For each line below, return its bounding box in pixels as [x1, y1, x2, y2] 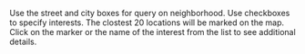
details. [9, 36, 37, 47]
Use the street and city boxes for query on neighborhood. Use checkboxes [9, 8, 290, 18]
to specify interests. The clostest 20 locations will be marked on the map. [9, 17, 285, 28]
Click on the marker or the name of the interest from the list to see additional [9, 27, 296, 37]
